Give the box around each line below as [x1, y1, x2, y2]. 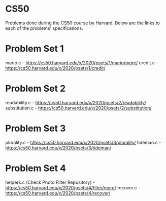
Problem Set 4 [5, 163, 66, 174]
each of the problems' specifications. [5, 25, 83, 31]
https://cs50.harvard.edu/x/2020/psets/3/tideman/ [5, 145, 112, 151]
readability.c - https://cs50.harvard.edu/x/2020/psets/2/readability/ [5, 99, 146, 105]
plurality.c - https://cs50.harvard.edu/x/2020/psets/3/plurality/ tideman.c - [5, 139, 161, 145]
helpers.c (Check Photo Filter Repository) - [5, 179, 95, 185]
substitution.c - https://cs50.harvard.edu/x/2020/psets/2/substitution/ [5, 105, 152, 111]
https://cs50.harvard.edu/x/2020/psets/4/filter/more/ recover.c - [5, 184, 141, 190]
